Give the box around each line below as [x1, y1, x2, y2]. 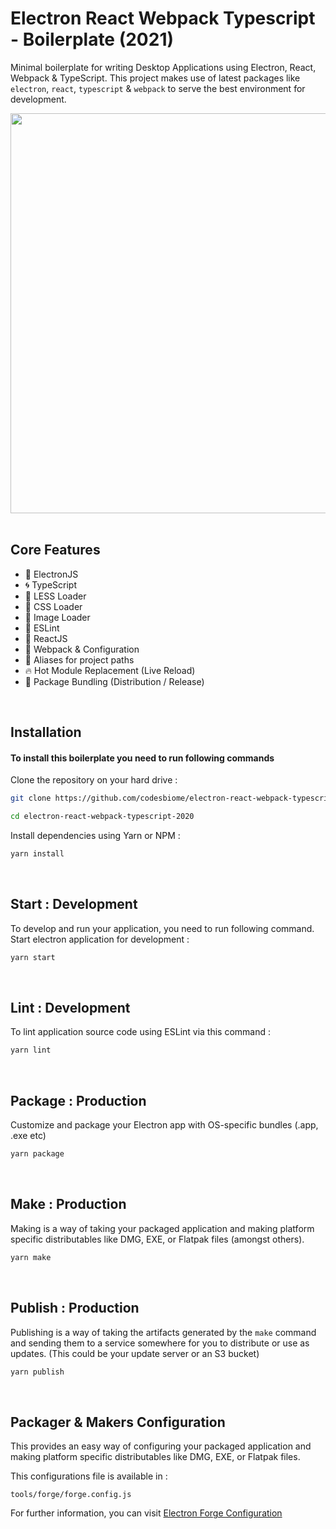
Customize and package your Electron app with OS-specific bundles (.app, [10, 1119, 319, 1131]
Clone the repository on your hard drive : [10, 774, 178, 786]
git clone [10, 793, 52, 804]
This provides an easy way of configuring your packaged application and [10, 1440, 312, 1452]
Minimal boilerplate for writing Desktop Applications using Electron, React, [10, 61, 317, 73]
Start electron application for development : [10, 933, 190, 945]
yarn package [10, 1149, 65, 1159]
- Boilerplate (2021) [10, 28, 175, 51]
